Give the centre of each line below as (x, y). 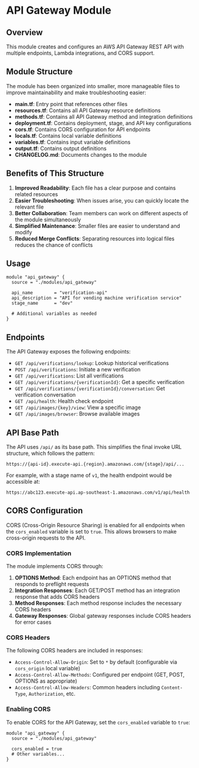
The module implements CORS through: (55, 566)
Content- (172, 688)
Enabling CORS (29, 709)
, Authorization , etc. (51, 694)
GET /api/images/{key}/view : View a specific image (78, 408)
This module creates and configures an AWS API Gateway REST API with (95, 47)
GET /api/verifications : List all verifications (69, 376)
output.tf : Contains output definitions (61, 148)
